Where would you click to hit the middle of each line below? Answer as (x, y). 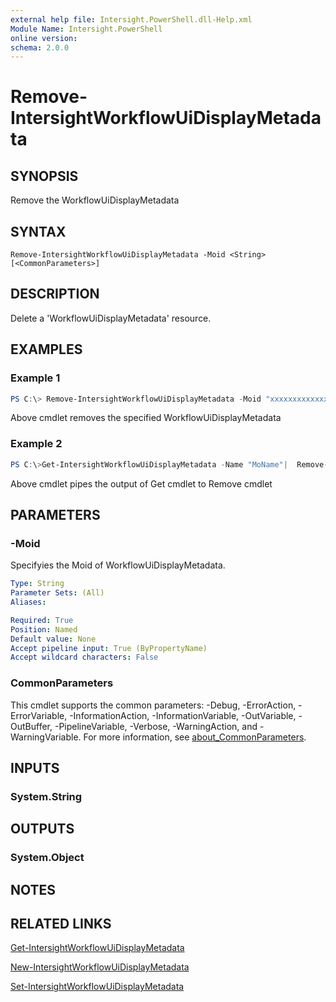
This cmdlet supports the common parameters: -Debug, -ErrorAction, (153, 705)
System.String (46, 796)
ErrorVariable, (39, 715)
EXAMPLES (46, 349)
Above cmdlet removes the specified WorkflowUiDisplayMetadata (146, 418)
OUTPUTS (42, 829)
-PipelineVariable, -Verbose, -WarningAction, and (156, 726)
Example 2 (36, 444)
